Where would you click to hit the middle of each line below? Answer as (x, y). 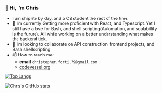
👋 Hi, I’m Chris (22, 8)
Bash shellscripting (31, 49)
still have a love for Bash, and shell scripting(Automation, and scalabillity (84, 29)
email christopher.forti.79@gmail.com (58, 62)
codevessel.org (35, 67)
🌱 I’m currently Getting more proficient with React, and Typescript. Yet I (83, 23)
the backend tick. (29, 39)
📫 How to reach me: (33, 55)
